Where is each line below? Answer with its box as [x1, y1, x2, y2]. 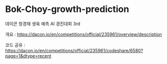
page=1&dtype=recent [5, 52, 51, 58]
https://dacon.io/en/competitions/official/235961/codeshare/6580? [5, 47, 143, 53]
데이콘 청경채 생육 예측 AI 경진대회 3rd [5, 20, 80, 26]
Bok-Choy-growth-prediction [5, 3, 129, 15]
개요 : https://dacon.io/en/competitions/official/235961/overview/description [5, 31, 162, 37]
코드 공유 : [5, 41, 25, 48]
